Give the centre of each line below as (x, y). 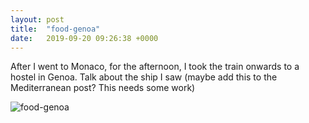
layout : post (37, 19)
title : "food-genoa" (55, 29)
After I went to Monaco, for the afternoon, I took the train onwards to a (155, 67)
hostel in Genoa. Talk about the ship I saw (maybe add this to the (144, 77)
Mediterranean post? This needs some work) (103, 88)
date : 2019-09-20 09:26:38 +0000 (84, 38)
